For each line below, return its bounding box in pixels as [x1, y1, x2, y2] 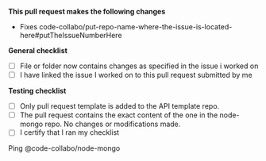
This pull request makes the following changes [8, 7, 166, 16]
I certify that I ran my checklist [19, 128, 120, 137]
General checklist [8, 46, 67, 55]
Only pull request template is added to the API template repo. [19, 102, 220, 111]
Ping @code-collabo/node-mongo [8, 144, 121, 153]
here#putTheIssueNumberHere [19, 31, 122, 40]
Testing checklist [8, 86, 67, 96]
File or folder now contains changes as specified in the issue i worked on [19, 61, 259, 71]
